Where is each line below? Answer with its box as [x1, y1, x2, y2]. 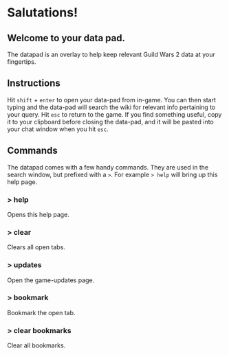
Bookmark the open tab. [7, 308, 76, 317]
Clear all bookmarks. [7, 341, 66, 350]
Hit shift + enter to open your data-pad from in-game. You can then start [7, 95, 217, 104]
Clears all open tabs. [7, 243, 65, 251]
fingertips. [7, 58, 36, 66]
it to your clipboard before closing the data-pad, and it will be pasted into [7, 117, 215, 126]
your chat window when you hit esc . [7, 125, 109, 133]
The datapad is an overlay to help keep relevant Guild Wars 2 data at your [7, 50, 215, 58]
